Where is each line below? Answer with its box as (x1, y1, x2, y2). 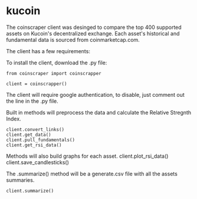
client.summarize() (6, 188, 54, 194)
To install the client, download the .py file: (6, 59, 107, 66)
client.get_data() (6, 132, 51, 138)
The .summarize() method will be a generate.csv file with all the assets (6, 170, 178, 177)
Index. (6, 115, 22, 122)
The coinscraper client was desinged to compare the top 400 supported (6, 24, 182, 31)
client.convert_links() (6, 126, 65, 132)
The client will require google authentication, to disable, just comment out (6, 91, 185, 98)
